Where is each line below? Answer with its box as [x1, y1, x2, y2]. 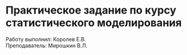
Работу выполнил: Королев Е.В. [5, 35, 86, 43]
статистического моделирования [5, 16, 182, 30]
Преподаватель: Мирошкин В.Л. [5, 42, 88, 49]
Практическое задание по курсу [5, 4, 177, 17]
